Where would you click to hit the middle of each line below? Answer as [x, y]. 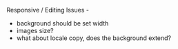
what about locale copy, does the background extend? [94, 38]
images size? [35, 31]
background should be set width [62, 23]
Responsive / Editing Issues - [48, 10]
